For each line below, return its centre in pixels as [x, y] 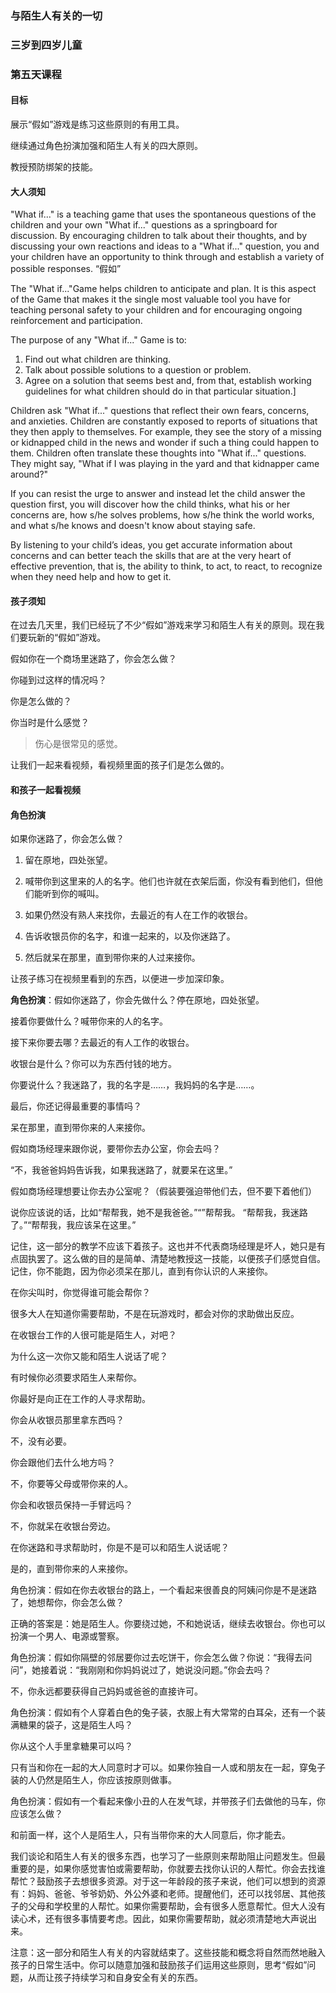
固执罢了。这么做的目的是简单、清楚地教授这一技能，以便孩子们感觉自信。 [172, 1259]
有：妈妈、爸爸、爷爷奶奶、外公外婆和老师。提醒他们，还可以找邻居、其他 [163, 1894]
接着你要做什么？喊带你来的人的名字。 [89, 1021]
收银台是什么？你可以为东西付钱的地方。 [93, 1064]
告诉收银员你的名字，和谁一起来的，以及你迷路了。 [130, 936]
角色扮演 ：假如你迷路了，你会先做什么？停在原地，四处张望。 [137, 1000]
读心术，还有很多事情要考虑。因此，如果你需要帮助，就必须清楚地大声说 [159, 1919]
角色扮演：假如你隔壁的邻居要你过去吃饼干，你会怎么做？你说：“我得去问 [161, 1658]
